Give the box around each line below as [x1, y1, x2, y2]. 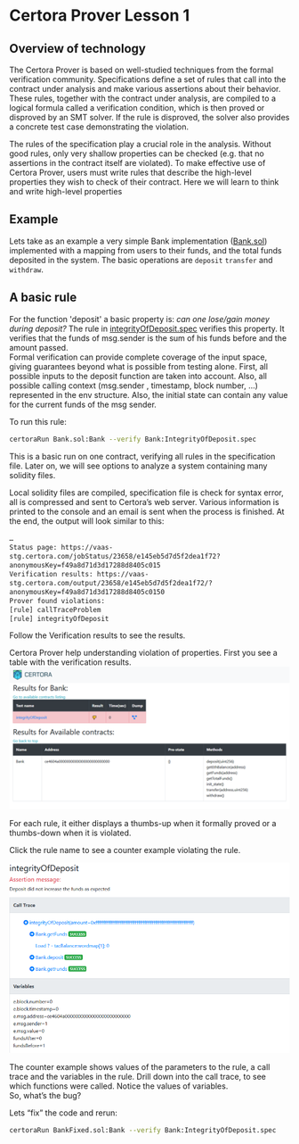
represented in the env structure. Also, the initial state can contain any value [9, 389, 288, 400]
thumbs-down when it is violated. [9, 827, 132, 839]
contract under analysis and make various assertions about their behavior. [9, 84, 281, 94]
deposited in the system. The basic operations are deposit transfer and [9, 254, 273, 265]
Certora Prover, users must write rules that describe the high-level [9, 167, 252, 178]
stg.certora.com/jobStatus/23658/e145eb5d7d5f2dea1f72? [9, 551, 221, 560]
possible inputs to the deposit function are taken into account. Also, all [9, 370, 268, 381]
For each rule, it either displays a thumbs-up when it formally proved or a [9, 818, 277, 829]
